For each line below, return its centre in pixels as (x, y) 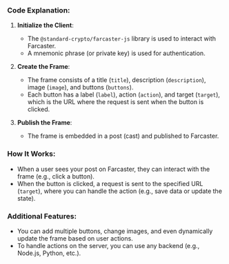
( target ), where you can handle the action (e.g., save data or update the (120, 191)
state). (26, 198)
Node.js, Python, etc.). (49, 253)
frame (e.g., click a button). (56, 176)
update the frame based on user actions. (75, 238)
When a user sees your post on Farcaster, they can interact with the (113, 169)
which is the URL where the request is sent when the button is (116, 102)
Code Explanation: (39, 10)
